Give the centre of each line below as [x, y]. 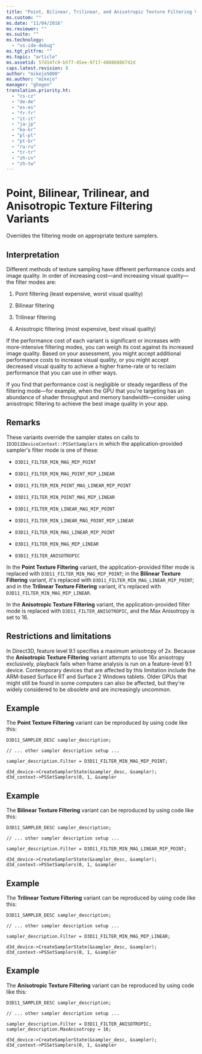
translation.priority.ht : [38, 91]
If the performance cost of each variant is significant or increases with [93, 341]
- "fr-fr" [24, 113]
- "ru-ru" [24, 146]
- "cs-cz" [24, 96]
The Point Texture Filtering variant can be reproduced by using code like [97, 723]
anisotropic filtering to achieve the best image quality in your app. [87, 403]
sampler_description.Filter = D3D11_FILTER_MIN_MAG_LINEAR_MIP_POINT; [96, 849]
